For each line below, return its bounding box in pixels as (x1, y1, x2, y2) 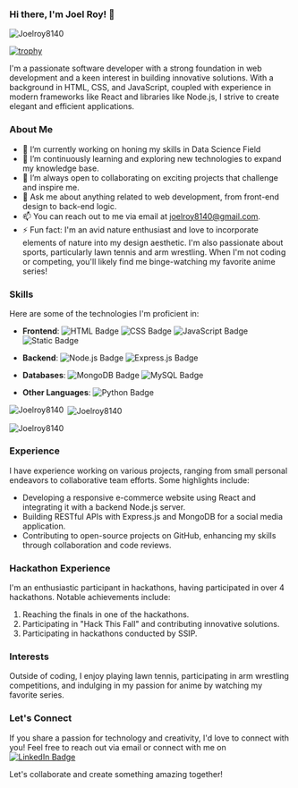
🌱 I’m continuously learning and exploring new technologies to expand (21, 153, 282, 164)
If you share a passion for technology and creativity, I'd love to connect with (9, 733, 289, 743)
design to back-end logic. (21, 200, 117, 211)
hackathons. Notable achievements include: (9, 592, 171, 603)
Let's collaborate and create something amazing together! (9, 768, 224, 779)
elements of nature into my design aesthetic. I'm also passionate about (21, 237, 284, 248)
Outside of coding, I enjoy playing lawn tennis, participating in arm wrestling (9, 671, 289, 682)
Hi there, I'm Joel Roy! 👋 (9, 8, 115, 21)
